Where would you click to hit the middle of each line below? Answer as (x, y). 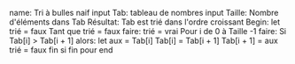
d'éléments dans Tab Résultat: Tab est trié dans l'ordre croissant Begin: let (145, 22)
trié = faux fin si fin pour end (61, 50)
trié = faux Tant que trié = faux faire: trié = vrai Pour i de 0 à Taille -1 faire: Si (148, 31)
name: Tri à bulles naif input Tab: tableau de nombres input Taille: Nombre (144, 13)
